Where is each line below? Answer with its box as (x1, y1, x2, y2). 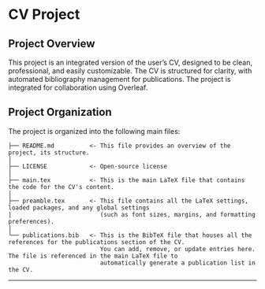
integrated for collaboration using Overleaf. (8, 83, 148, 92)
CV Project (8, 6, 80, 24)
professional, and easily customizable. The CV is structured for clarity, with (8, 66, 252, 76)
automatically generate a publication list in (99, 258, 256, 267)
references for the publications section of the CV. (8, 238, 185, 246)
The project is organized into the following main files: (8, 126, 181, 135)
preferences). (8, 217, 55, 225)
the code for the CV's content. (8, 183, 114, 191)
